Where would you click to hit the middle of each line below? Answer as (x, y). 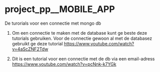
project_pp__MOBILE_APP (60, 9)
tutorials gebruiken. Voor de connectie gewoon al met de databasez (82, 38)
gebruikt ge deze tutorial (37, 43)
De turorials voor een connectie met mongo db (53, 23)
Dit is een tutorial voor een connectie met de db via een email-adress (83, 58)
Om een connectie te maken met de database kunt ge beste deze (79, 33)
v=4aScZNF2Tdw (30, 49)
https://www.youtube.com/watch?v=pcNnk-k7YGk (64, 64)
